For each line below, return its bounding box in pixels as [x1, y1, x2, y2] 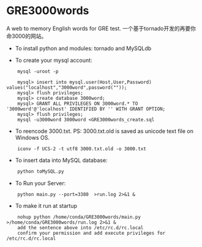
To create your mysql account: [15, 56, 92, 64]
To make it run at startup [15, 202, 78, 209]
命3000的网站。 [6, 32, 47, 40]
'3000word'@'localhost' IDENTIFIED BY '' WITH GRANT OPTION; [6, 105, 166, 112]
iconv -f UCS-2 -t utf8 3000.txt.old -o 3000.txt [17, 145, 147, 152]
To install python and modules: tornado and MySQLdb [15, 44, 152, 52]
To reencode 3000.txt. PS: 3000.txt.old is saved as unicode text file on [15, 127, 194, 135]
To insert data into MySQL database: [15, 156, 108, 164]
